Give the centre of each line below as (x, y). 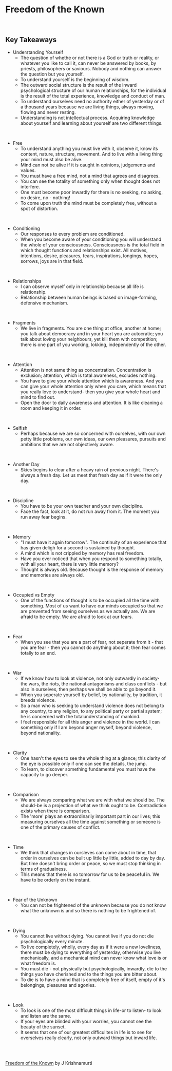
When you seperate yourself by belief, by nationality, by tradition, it (91, 695)
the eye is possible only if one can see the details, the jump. (84, 763)
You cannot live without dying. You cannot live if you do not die (87, 936)
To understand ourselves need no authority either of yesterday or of (92, 101)
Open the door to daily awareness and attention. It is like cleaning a (92, 403)
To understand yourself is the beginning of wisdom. (75, 79)
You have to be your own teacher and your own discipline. (82, 506)
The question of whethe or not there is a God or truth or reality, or (90, 58)
